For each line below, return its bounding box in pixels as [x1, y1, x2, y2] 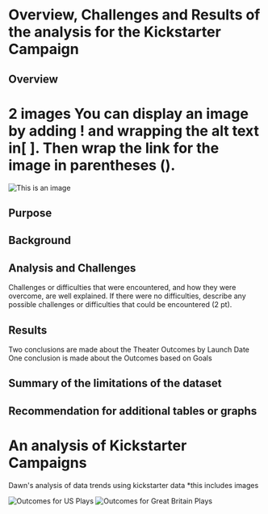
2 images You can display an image [8, 104, 249, 123]
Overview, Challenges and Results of [8, 6, 261, 24]
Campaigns [8, 453, 87, 472]
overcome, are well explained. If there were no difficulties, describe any [8, 291, 246, 301]
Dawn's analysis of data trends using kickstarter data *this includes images [8, 480, 259, 490]
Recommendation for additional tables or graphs [8, 404, 258, 418]
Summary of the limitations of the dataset [8, 377, 222, 390]
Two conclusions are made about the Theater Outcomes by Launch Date [8, 344, 250, 354]
